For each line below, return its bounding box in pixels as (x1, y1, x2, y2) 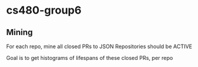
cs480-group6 (6, 4, 82, 17)
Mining (6, 27, 33, 37)
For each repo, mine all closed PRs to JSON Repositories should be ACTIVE (6, 43, 193, 50)
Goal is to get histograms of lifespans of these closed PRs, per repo (6, 55, 173, 61)
